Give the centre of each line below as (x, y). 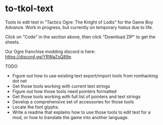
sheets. (13, 42)
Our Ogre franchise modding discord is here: (50, 51)
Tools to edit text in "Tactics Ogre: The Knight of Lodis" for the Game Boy (79, 22)
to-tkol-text (29, 9)
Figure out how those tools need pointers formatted (64, 91)
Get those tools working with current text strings (61, 86)
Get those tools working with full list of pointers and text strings (76, 97)
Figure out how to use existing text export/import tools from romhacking (85, 75)
